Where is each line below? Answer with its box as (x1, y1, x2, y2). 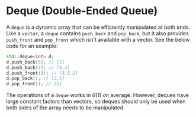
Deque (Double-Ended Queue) (6, 4, 158, 18)
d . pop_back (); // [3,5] (6, 75, 65, 82)
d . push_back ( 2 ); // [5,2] (6, 65, 70, 71)
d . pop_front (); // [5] (6, 81, 62, 87)
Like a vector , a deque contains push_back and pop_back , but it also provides (6, 29, 189, 36)
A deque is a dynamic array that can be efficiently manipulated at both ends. (6, 24, 191, 31)
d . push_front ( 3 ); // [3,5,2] (6, 70, 78, 76)
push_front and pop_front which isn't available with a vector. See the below (6, 36, 191, 43)
